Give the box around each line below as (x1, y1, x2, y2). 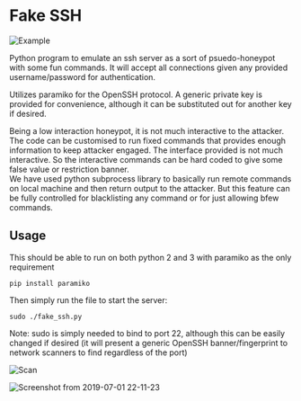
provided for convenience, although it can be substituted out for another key (9, 98, 292, 109)
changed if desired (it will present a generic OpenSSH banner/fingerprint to (9, 337, 288, 348)
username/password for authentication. (9, 71, 155, 82)
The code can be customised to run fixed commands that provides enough (9, 135, 286, 146)
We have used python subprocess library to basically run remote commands (9, 173, 292, 184)
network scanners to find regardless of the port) (9, 347, 188, 358)
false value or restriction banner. (9, 164, 129, 174)
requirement (9, 262, 55, 272)
